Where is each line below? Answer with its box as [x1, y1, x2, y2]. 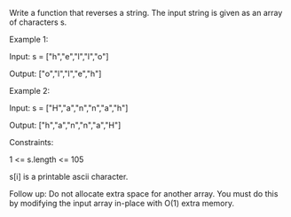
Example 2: [9, 86, 51, 96]
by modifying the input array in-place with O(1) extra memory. [9, 198, 235, 208]
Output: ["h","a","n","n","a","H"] [9, 120, 122, 130]
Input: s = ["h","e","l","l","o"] [9, 51, 109, 61]
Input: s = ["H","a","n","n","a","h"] [9, 103, 129, 113]
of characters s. [9, 17, 67, 27]
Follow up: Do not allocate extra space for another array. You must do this [9, 189, 279, 198]
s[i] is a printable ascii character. [9, 172, 129, 182]
